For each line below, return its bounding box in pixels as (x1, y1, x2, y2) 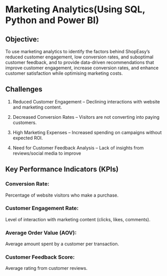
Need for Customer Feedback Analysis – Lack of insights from (12, 144, 144, 151)
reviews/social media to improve (12, 150, 81, 156)
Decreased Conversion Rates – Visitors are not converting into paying (12, 114, 160, 120)
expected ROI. (12, 135, 43, 141)
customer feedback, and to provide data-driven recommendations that (5, 59, 155, 65)
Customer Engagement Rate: (5, 205, 79, 212)
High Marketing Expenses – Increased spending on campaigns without (12, 129, 162, 135)
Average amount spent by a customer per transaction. (5, 241, 119, 247)
